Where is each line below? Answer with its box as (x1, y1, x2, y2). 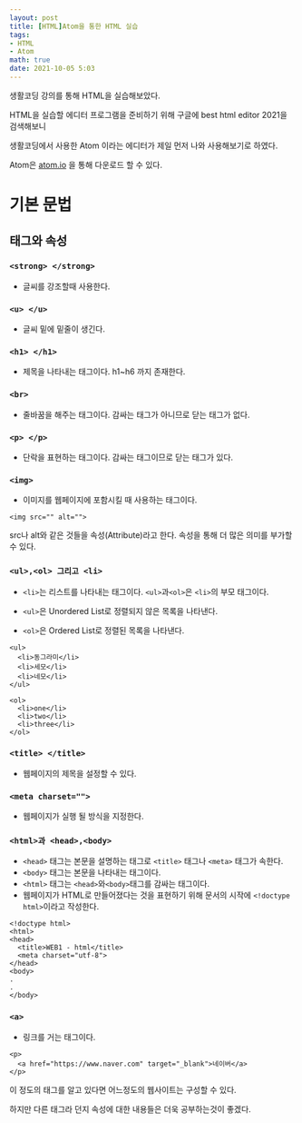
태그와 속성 (9, 234, 68, 249)
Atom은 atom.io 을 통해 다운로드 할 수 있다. (9, 159, 163, 170)
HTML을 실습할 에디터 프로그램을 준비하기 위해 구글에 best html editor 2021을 (9, 109, 287, 120)
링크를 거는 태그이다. (22, 1031, 96, 1042)
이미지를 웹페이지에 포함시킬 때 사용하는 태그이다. (22, 494, 198, 505)
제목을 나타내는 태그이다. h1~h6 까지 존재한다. (22, 366, 186, 377)
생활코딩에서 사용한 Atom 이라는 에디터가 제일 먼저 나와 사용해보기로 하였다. (9, 140, 278, 151)
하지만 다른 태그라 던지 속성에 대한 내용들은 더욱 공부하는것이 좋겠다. (9, 1103, 251, 1114)
